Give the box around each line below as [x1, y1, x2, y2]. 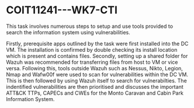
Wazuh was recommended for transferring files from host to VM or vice [6, 59, 178, 66]
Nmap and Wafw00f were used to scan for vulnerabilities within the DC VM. [6, 71, 189, 78]
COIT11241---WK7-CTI [6, 3, 118, 17]
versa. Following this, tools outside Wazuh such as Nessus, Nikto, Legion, [6, 64, 183, 71]
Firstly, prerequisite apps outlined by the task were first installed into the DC [6, 40, 189, 47]
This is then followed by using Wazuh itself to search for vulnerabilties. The [6, 77, 187, 84]
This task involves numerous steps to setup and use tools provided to [6, 23, 174, 30]
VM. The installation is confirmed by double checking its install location [6, 46, 178, 53]
